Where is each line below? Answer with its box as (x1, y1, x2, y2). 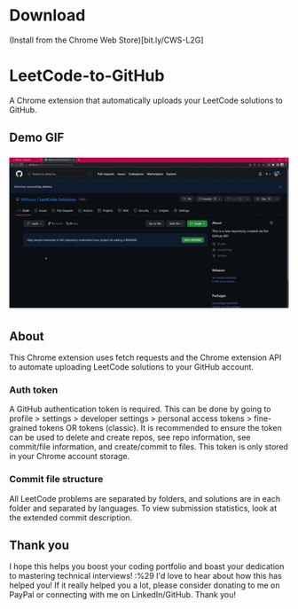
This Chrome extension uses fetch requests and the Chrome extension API (9, 352, 282, 363)
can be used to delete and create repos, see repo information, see (9, 432, 251, 443)
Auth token (9, 383, 59, 395)
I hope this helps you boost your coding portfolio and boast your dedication (9, 561, 285, 572)
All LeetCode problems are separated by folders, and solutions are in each (9, 493, 281, 504)
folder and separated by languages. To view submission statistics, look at (9, 503, 278, 513)
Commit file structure (9, 473, 104, 486)
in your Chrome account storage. (9, 451, 130, 462)
